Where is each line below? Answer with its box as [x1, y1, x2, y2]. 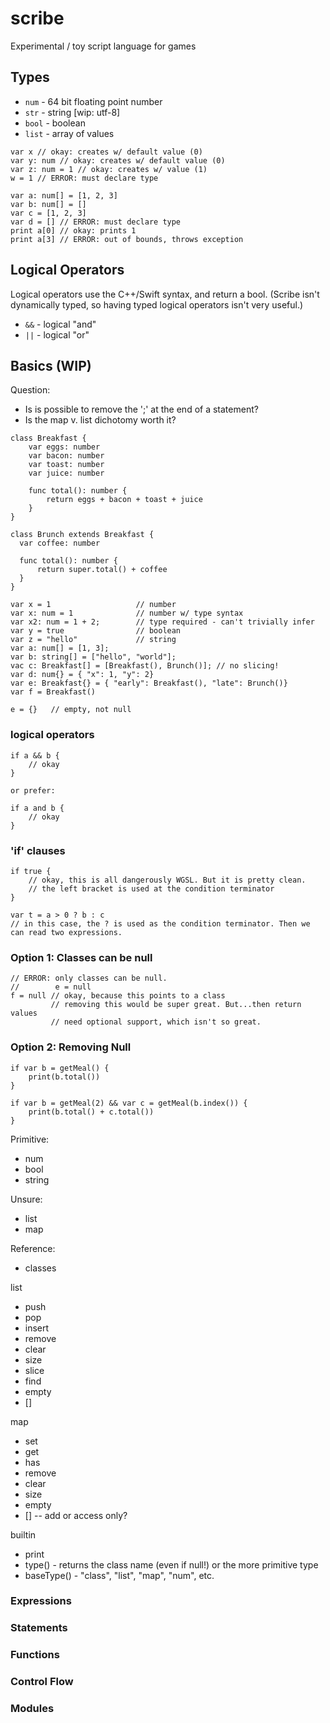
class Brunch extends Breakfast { [10, 530, 155, 540]
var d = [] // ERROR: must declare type [10, 217, 182, 227]
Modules [10, 1702, 55, 1716]
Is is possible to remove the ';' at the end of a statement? [24, 403, 259, 416]
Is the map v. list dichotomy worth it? [24, 414, 177, 426]
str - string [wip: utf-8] [24, 106, 121, 118]
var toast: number [28, 460, 105, 470]
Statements [10, 1621, 68, 1635]
